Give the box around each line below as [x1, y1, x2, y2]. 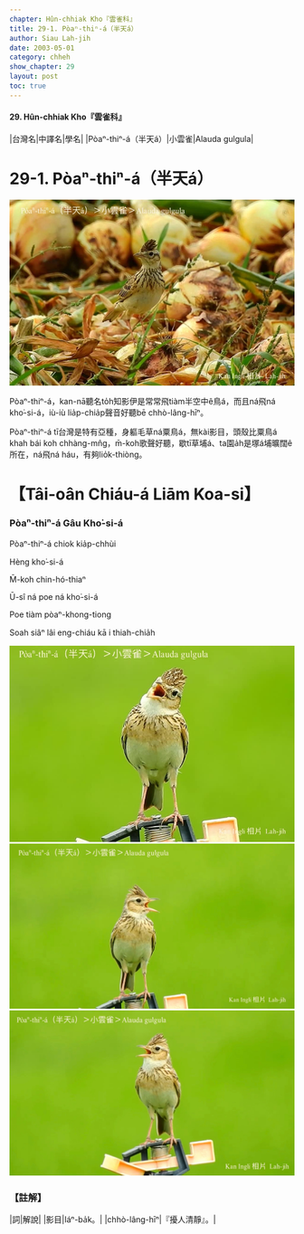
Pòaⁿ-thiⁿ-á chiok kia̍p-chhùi [9, 538, 117, 549]
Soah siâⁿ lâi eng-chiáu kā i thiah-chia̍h [9, 627, 156, 638]
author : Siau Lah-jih [9, 33, 91, 43]
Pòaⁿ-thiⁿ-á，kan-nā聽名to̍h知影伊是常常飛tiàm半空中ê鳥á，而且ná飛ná [9, 396, 276, 407]
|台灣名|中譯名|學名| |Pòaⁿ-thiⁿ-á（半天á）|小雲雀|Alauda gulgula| [9, 133, 254, 144]
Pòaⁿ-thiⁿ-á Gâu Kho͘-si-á [9, 517, 124, 529]
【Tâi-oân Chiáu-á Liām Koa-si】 [9, 484, 261, 505]
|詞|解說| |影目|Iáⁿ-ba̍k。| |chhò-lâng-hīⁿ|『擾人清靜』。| [9, 1213, 216, 1225]
